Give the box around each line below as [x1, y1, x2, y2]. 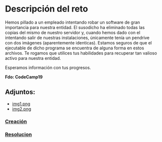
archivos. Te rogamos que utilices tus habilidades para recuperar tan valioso [5, 50, 157, 56]
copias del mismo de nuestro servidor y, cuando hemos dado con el [5, 29, 140, 35]
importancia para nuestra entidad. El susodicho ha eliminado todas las [5, 24, 145, 30]
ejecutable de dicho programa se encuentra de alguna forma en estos [5, 45, 144, 51]
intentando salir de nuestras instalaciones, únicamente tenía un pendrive [5, 35, 150, 41]
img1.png [12, 100, 30, 107]
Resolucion [5, 131, 32, 138]
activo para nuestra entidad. [5, 55, 61, 61]
